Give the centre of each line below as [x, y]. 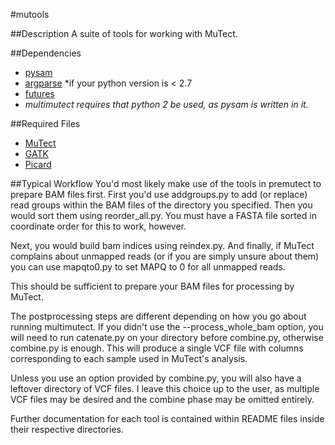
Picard [38, 164]
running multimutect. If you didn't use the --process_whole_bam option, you [167, 327]
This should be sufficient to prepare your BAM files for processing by [152, 286]
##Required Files [45, 123]
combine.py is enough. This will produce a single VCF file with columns [157, 348]
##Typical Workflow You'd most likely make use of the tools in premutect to [166, 183]
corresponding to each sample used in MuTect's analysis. [129, 358]
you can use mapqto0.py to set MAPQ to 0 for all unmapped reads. [148, 267]
